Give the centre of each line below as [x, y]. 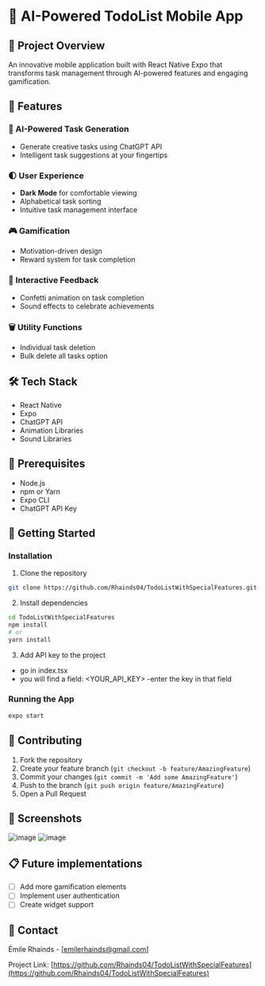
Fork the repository [51, 759]
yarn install [30, 639]
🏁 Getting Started [52, 533]
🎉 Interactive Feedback [54, 280]
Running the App [41, 699]
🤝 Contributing [45, 741]
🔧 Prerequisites [47, 464]
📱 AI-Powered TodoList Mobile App [126, 16]
